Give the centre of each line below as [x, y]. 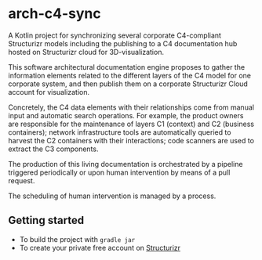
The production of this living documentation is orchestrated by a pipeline [126, 164]
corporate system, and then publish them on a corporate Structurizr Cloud [128, 84]
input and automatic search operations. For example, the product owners [126, 115]
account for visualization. [49, 92]
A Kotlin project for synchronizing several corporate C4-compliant [115, 35]
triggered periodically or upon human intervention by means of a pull [119, 172]
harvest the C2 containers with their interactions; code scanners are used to [131, 140]
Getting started [46, 220]
